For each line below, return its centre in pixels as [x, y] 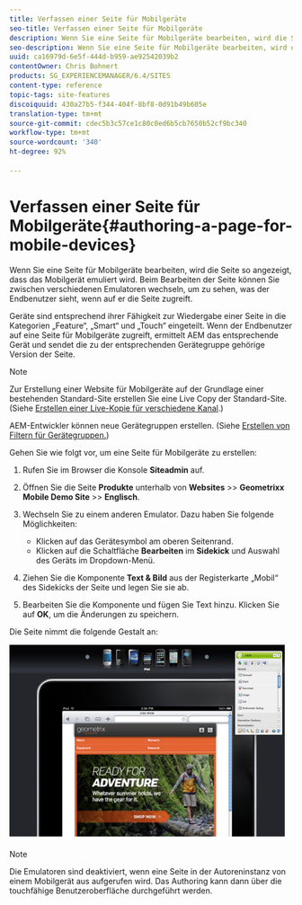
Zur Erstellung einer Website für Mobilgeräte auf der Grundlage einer [137, 389]
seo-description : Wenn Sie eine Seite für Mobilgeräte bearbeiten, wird [148, 48]
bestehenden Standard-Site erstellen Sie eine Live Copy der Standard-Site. [148, 398]
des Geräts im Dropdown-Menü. [95, 560]
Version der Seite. [42, 354]
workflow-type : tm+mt [50, 133]
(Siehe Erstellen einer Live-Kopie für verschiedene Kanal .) [116, 408]
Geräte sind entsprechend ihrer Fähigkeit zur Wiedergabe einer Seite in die [148, 315]
